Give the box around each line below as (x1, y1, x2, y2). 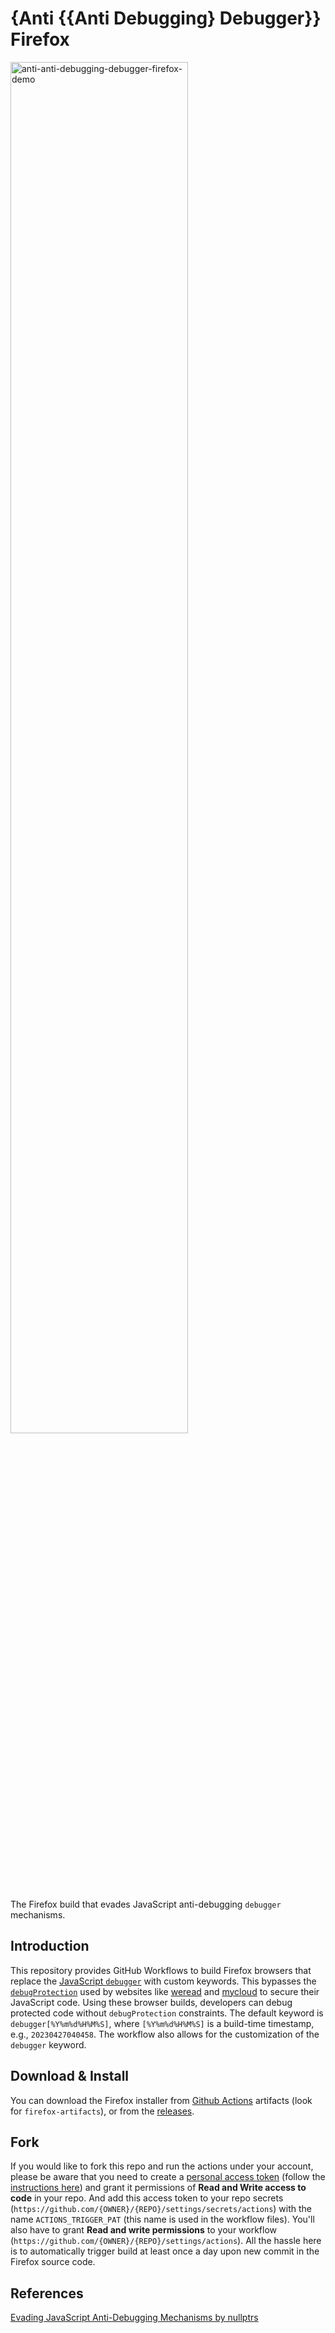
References (10, 2285, 84, 2302)
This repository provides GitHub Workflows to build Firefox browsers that (10, 1964, 312, 1976)
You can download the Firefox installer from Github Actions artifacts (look (10, 2094, 313, 2106)
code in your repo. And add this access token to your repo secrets (10, 2192, 284, 2204)
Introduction (10, 1938, 90, 1955)
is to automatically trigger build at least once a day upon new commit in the (10, 2245, 320, 2257)
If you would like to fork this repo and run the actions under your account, (10, 2160, 314, 2172)
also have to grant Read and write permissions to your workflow (10, 2224, 278, 2236)
